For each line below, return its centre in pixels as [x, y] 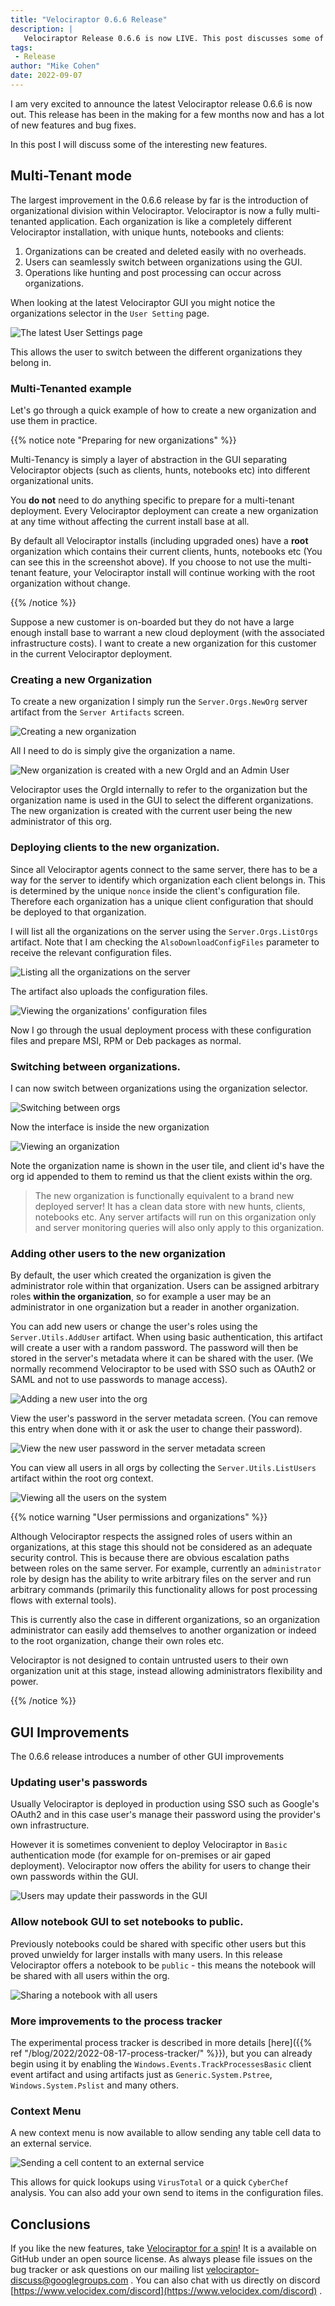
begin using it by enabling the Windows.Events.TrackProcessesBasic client [161, 2063]
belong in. [31, 362]
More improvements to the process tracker [116, 2021]
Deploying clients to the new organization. [115, 848]
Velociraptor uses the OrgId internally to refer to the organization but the [159, 790]
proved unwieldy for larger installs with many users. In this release [146, 1954]
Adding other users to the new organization [118, 1253]
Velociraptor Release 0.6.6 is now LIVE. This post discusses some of [174, 38]
